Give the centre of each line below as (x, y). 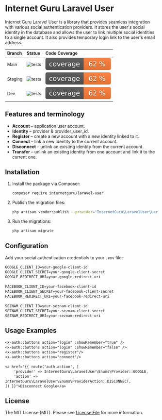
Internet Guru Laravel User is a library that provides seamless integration (78, 22)
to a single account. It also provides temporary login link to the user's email (80, 37)
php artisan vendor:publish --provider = (53, 212)
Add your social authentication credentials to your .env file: (64, 257)
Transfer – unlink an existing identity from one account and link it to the (83, 151)
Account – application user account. (49, 126)
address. (14, 42)
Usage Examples (31, 331)
